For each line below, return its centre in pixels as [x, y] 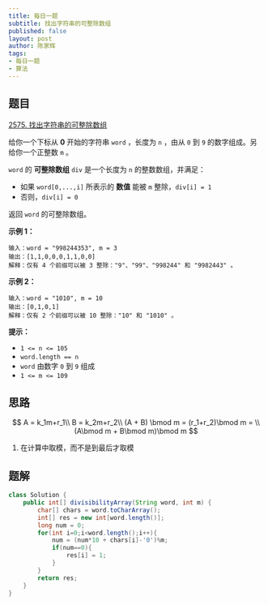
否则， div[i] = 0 [49, 196]
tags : [17, 54]
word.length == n [49, 357]
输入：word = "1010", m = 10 [56, 298]
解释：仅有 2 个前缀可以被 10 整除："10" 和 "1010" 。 [93, 315]
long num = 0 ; [61, 525]
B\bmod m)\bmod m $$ [159, 431]
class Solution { [38, 496]
